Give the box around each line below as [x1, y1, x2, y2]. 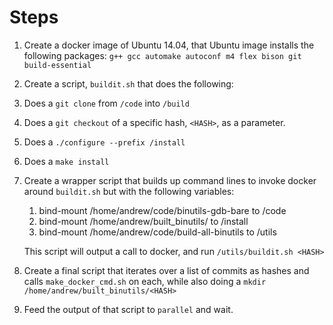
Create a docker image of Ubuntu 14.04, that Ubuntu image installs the [23, 39, 315, 51]
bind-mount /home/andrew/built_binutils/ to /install [38, 215, 249, 227]
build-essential [23, 60, 92, 70]
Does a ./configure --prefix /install [23, 136, 186, 148]
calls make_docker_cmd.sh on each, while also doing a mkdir [23, 275, 267, 287]
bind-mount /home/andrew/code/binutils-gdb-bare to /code [38, 204, 287, 216]
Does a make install [23, 155, 110, 167]
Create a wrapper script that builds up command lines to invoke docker [23, 174, 317, 186]
